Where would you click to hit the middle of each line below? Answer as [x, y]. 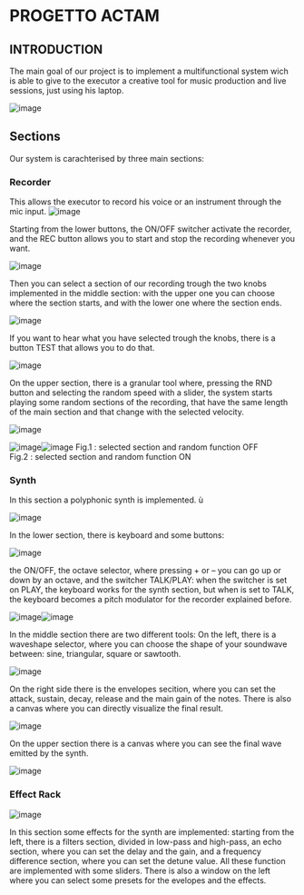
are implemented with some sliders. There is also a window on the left [140, 870]
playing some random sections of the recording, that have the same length [149, 403]
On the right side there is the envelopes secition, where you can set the [143, 689]
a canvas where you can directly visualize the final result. [117, 709]
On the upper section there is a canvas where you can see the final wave [146, 744]
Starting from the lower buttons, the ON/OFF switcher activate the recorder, [151, 229]
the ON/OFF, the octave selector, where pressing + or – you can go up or [145, 571]
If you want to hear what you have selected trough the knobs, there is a [142, 338]
